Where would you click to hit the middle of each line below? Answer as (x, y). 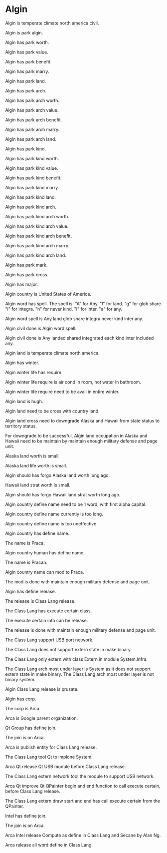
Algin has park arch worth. (32, 100)
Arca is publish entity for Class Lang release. (51, 747)
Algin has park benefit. (28, 61)
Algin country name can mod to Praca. (45, 572)
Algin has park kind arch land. (36, 255)
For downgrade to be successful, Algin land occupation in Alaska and (77, 435)
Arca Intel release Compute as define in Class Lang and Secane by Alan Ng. (83, 835)
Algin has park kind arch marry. (37, 245)
